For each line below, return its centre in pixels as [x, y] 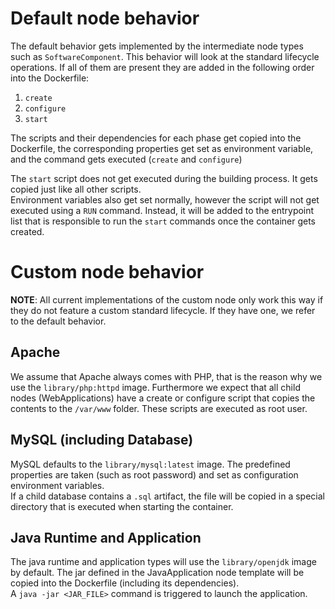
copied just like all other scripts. [76, 189]
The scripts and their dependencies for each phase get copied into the [156, 138]
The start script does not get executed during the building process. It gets [164, 178]
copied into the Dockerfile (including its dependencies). [125, 583]
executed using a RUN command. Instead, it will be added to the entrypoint [162, 210]
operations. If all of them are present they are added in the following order [162, 67]
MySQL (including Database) [102, 440]
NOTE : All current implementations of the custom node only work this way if [167, 299]
